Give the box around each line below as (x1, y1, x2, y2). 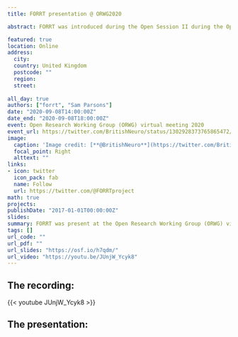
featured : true (7, 36, 52, 43)
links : (7, 161, 27, 168)
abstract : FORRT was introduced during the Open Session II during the (7, 23, 223, 30)
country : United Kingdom (13, 62, 87, 69)
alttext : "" (13, 154, 50, 161)
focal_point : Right (13, 148, 72, 155)
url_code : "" (7, 233, 46, 241)
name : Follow (13, 181, 52, 188)
